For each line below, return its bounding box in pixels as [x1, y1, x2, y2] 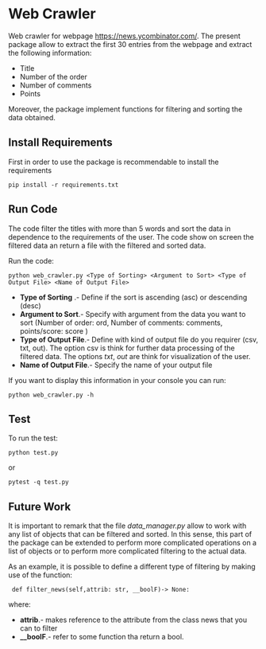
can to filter [19, 624, 58, 633]
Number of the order [19, 72, 87, 81]
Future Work [8, 499, 71, 514]
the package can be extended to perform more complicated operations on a [8, 538, 256, 548]
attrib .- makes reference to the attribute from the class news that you [19, 615, 248, 625]
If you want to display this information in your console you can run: [8, 375, 226, 385]
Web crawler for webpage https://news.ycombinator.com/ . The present [8, 31, 241, 41]
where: [8, 600, 32, 609]
